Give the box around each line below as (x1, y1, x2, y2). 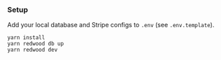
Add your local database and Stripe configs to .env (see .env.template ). (7, 21, 215, 29)
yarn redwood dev (7, 47, 58, 54)
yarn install (7, 34, 45, 41)
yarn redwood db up (7, 40, 64, 47)
